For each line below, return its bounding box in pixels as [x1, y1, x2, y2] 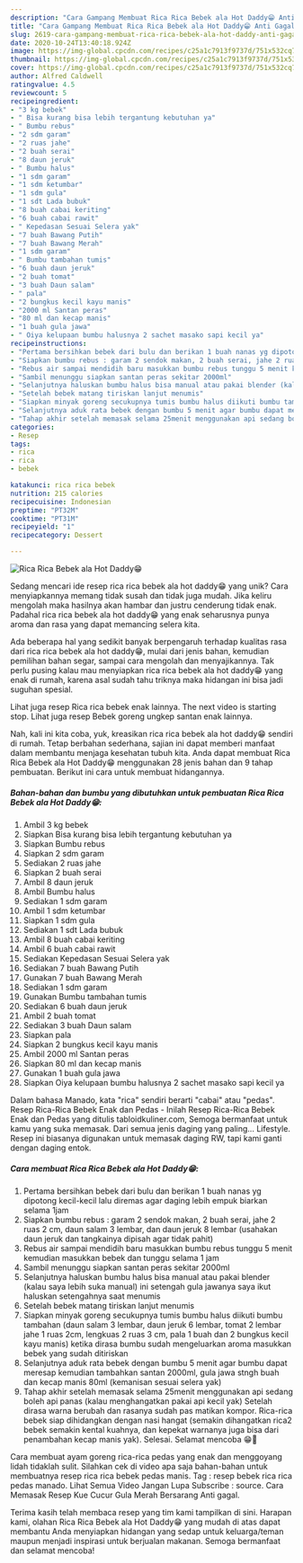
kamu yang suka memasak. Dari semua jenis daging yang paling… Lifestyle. [10, 1123, 291, 1133]
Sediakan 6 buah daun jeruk [22, 1000, 128, 1011]
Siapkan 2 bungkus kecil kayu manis [22, 1039, 158, 1050]
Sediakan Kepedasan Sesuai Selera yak [22, 953, 170, 964]
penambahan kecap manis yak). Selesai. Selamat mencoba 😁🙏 [22, 1434, 258, 1444]
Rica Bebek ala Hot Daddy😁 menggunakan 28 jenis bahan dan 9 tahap [10, 757, 273, 768]
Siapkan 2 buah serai [22, 866, 102, 877]
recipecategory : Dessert [10, 531, 103, 540]
